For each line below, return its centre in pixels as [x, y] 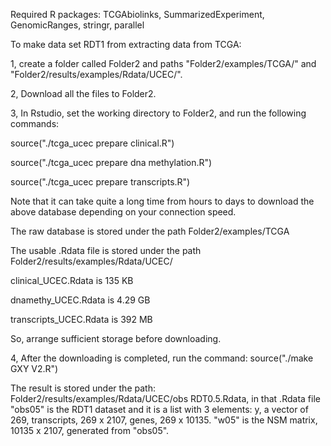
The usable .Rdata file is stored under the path [106, 250]
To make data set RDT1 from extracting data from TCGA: [126, 44]
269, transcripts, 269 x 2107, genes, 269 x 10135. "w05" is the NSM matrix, [164, 420]
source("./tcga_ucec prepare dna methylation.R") [111, 162]
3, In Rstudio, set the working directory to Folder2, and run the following [158, 113]
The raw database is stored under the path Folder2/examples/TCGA [150, 231]
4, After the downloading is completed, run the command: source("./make [162, 358]
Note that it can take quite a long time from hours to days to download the [162, 201]
